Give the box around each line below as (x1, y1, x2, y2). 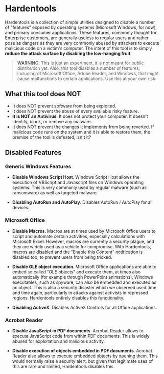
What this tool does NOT (5, 90, 81, 98)
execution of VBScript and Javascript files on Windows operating (12, 180, 144, 186)
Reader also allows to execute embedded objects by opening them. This (12, 353, 158, 359)
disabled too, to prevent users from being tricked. (12, 254, 113, 260)
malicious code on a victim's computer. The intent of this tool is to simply (5, 45, 152, 51)
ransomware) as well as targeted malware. (12, 190, 98, 196)
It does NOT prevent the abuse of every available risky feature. (12, 108, 139, 114)
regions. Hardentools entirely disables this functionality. (12, 295, 125, 301)
